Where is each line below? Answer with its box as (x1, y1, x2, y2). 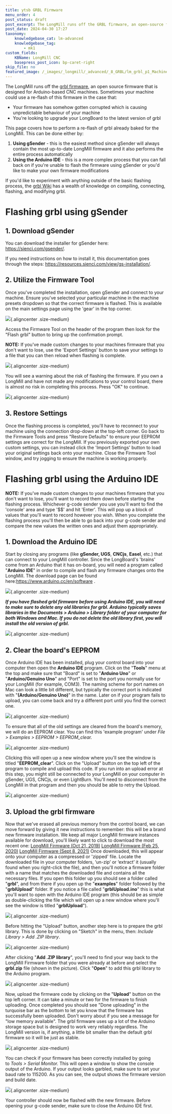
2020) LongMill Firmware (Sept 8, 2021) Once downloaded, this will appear (5, 848, 164, 854)
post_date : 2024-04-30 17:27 (5, 27, 68, 32)
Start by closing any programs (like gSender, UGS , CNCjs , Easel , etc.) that (5, 551, 163, 557)
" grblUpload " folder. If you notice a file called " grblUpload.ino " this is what (5, 886, 165, 892)
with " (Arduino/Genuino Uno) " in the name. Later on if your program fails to (5, 692, 166, 698)
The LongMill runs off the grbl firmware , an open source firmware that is (5, 83, 158, 90)
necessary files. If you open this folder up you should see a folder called (5, 876, 158, 881)
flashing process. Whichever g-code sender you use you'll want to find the (5, 501, 163, 507)
